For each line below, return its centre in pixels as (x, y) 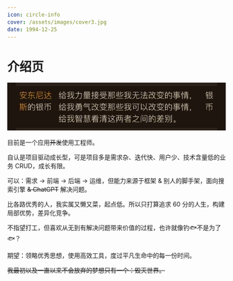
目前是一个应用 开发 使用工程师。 (53, 142)
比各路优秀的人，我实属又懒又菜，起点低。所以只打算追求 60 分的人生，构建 (116, 204)
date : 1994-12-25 (32, 29)
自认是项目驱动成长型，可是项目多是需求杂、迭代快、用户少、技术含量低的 (113, 157)
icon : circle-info (34, 15)
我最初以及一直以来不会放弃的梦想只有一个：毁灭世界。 (86, 270)
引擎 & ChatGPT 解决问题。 (52, 189)
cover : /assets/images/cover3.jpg (57, 22)
